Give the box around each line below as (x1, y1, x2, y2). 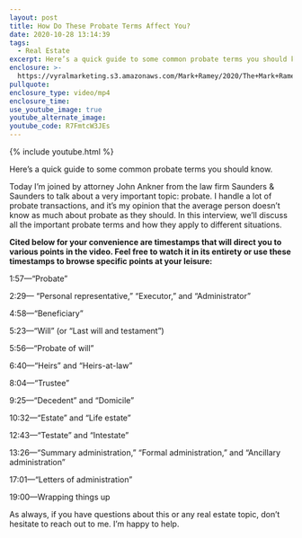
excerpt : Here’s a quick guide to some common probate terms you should (9, 55, 288, 64)
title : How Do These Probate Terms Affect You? (9, 22, 191, 31)
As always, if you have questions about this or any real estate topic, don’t (9, 509, 280, 519)
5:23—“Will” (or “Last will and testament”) (9, 325, 164, 336)
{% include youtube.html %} (9, 146, 114, 157)
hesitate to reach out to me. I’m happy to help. (9, 518, 180, 529)
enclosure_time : (9, 96, 70, 106)
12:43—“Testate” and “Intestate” (9, 430, 129, 440)
